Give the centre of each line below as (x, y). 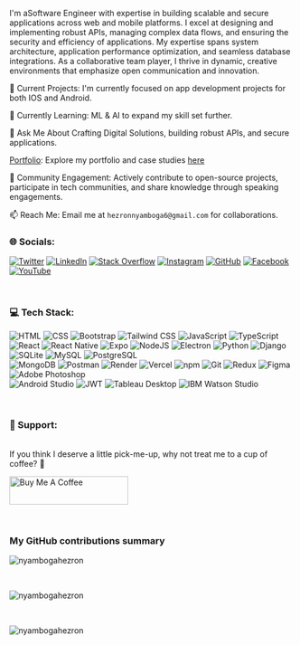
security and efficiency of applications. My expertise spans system (134, 42)
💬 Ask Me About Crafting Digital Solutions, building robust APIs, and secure (150, 133)
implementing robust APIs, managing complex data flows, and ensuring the (149, 32)
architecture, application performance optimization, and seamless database (150, 52)
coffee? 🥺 (27, 463)
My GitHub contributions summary (87, 540)
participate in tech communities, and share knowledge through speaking (144, 187)
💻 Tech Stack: (42, 313)
